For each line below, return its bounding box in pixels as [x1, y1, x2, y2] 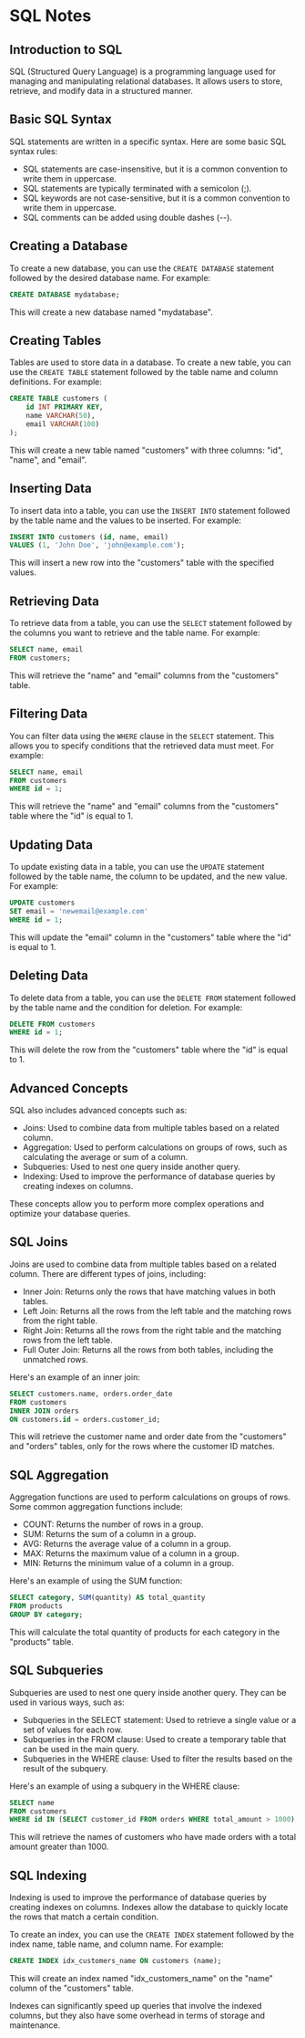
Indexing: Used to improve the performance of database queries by [22, 1171, 276, 1182]
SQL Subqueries [9, 1663, 104, 1678]
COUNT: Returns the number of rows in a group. [22, 1519, 204, 1530]
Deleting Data [9, 968, 88, 984]
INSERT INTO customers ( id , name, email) [9, 532, 169, 541]
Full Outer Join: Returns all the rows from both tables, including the [22, 1343, 274, 1355]
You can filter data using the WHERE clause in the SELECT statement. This [9, 730, 275, 741]
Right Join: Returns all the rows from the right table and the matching [22, 1324, 282, 1335]
